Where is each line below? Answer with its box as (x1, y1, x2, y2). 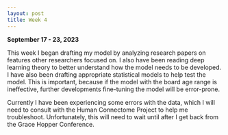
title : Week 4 (7, 16, 48, 23)
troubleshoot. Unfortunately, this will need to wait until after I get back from (7, 112, 219, 121)
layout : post (7, 10, 45, 17)
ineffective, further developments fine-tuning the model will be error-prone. (7, 85, 220, 93)
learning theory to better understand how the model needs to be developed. (7, 63, 222, 71)
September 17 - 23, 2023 (7, 35, 79, 43)
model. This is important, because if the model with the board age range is (7, 77, 218, 86)
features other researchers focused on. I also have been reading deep (7, 56, 205, 64)
